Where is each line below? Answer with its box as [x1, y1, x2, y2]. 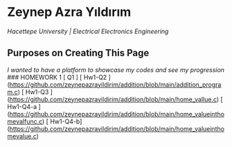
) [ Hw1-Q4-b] [42, 117, 82, 126]
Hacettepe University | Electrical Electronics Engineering [7, 27, 169, 35]
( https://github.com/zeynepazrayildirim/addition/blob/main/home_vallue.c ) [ [7, 95, 223, 103]
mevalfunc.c [7, 117, 43, 126]
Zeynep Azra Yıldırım [7, 4, 132, 20]
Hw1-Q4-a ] [7, 102, 42, 111]
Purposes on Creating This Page [7, 47, 150, 59]
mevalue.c [7, 132, 37, 140]
